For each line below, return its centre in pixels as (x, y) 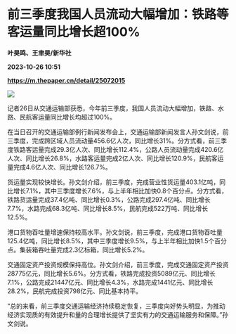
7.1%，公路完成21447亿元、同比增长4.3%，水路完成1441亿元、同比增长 (110, 282)
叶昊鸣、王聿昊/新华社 (39, 53)
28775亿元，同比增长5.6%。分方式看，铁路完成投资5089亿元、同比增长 (112, 273)
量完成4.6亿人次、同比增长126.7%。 (59, 167)
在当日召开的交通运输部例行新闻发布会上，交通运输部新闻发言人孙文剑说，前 (118, 131)
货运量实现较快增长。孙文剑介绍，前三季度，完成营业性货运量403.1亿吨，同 (117, 182)
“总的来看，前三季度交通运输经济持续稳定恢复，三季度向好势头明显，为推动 (117, 306)
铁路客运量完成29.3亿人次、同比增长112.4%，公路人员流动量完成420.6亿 (118, 149)
